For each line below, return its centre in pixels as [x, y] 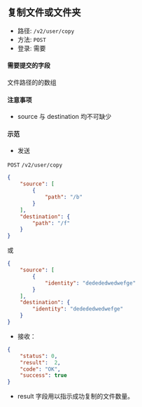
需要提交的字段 [29, 66]
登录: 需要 [31, 48]
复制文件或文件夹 [44, 13]
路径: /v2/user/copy [46, 31]
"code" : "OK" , [40, 369]
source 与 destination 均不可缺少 [64, 117]
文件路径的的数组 [32, 83]
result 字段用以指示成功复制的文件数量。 [76, 397]
